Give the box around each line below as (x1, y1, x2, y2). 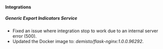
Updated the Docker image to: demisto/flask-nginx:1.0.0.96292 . (12, 38, 144, 44)
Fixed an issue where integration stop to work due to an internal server (12, 28, 158, 34)
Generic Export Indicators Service (5, 15, 77, 21)
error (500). (12, 33, 37, 39)
